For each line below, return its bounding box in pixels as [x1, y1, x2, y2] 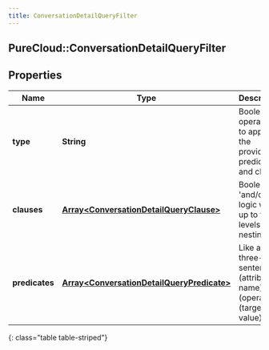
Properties [8, 69, 62, 82]
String [62, 135, 86, 147]
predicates [12, 277, 54, 288]
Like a [239, 242, 262, 253]
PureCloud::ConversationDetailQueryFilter [8, 42, 227, 55]
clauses [12, 203, 43, 215]
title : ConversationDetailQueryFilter [8, 11, 138, 20]
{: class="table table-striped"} [8, 332, 108, 342]
